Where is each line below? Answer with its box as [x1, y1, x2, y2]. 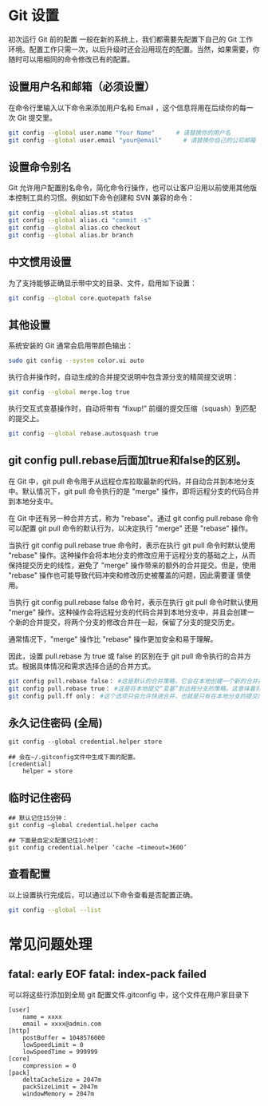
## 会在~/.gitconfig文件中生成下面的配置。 [8, 754, 140, 762]
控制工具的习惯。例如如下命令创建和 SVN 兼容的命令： [14, 193, 195, 203]
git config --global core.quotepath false [8, 294, 152, 302]
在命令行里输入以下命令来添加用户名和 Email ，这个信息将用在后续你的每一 [8, 102, 254, 112]
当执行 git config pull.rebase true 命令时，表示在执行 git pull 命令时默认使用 [8, 540, 256, 550]
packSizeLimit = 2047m [22, 1083, 98, 1091]
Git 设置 [8, 6, 60, 25]
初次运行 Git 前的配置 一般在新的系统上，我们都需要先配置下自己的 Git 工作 [8, 34, 254, 44]
